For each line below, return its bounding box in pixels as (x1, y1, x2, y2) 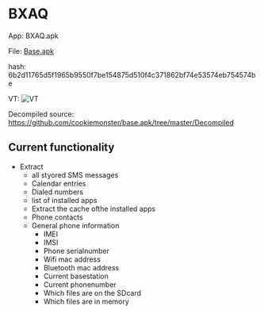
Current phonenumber (43, 279, 117, 289)
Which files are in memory (43, 297, 129, 306)
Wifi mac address (43, 255, 101, 264)
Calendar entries (31, 178, 86, 188)
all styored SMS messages (31, 170, 119, 179)
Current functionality (8, 140, 115, 155)
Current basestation (43, 271, 109, 281)
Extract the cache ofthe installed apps (31, 204, 156, 213)
